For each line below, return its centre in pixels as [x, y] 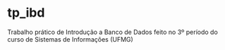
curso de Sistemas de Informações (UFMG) [71, 39]
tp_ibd [26, 13]
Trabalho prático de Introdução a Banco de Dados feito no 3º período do [113, 32]
